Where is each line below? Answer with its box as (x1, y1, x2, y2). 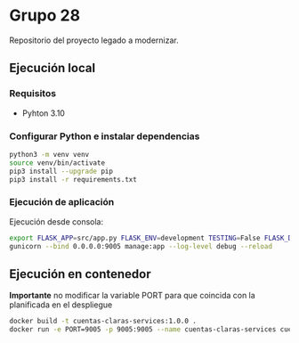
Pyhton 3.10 (21, 108, 65, 118)
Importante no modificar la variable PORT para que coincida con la (9, 290, 255, 301)
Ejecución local (9, 61, 96, 76)
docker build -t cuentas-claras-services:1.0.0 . (9, 317, 198, 326)
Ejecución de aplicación (9, 196, 115, 208)
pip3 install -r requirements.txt (9, 175, 138, 184)
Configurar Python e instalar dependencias (9, 130, 200, 143)
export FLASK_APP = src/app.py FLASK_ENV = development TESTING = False (9, 233, 261, 242)
